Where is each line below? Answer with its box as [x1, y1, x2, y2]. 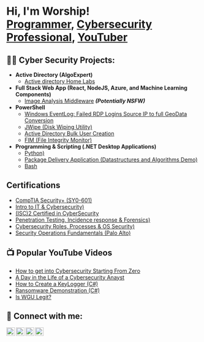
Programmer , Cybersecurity [6, 17, 153, 31]
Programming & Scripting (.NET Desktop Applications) [15, 143, 157, 150]
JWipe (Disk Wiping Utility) [24, 123, 93, 130]
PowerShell [15, 104, 45, 111]
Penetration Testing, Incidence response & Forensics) [15, 216, 151, 223]
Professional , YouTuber [6, 31, 128, 44]
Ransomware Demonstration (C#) [15, 287, 100, 294]
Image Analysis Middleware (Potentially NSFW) [24, 97, 146, 104]
